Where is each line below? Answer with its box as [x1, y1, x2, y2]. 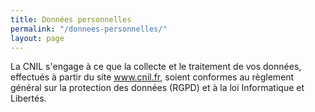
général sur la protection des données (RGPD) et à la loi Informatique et [10, 82, 305, 94]
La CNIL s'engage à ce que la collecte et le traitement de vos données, [10, 61, 302, 73]
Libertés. [10, 92, 47, 105]
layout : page [10, 33, 65, 43]
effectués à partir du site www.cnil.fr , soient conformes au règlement [10, 71, 295, 83]
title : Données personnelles [10, 14, 132, 25]
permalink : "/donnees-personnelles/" [10, 24, 168, 34]
